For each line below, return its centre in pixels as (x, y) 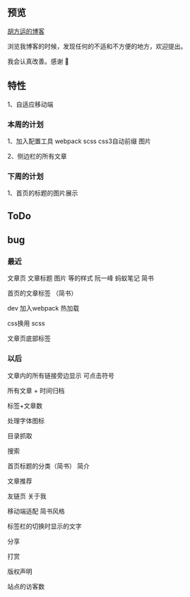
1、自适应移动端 (30, 104)
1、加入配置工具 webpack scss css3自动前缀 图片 (79, 141)
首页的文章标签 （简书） (42, 294)
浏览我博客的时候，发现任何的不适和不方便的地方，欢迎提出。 (97, 46)
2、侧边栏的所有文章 (37, 156)
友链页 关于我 (27, 496)
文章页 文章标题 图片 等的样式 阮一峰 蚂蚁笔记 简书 (81, 278)
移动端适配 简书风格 (36, 511)
